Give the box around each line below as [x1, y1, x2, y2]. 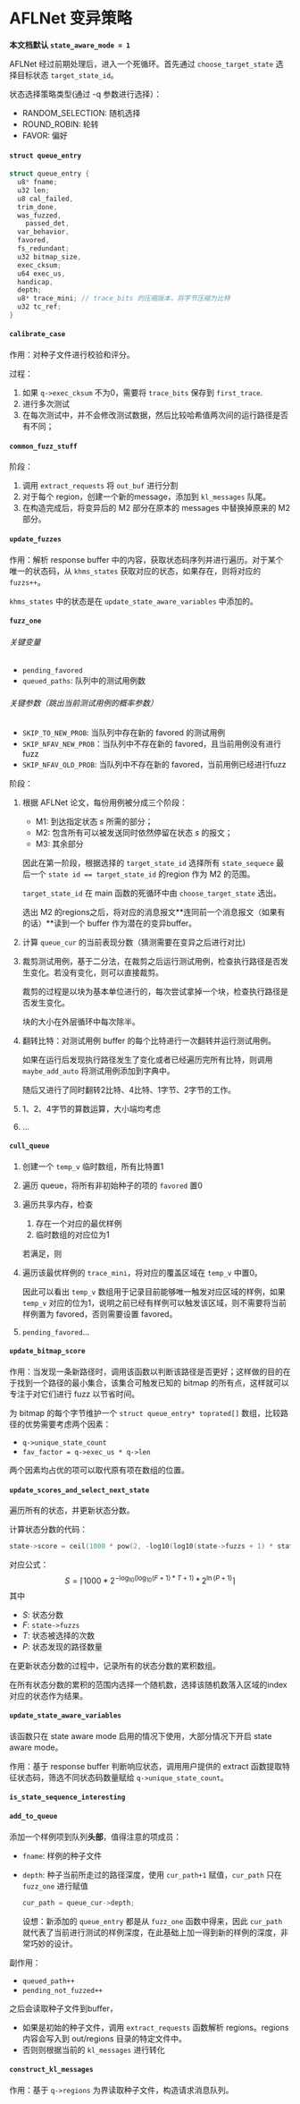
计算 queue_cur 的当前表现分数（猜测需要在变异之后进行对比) [21, 937, 246, 947]
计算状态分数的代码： [9, 1524, 87, 1535]
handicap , [17, 277, 54, 286]
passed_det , [25, 219, 70, 228]
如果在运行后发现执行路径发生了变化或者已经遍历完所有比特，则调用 [21, 1054, 273, 1065]
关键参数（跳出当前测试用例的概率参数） [9, 697, 158, 708]
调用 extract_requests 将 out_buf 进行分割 [21, 480, 179, 491]
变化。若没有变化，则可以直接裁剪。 [29, 967, 163, 978]
